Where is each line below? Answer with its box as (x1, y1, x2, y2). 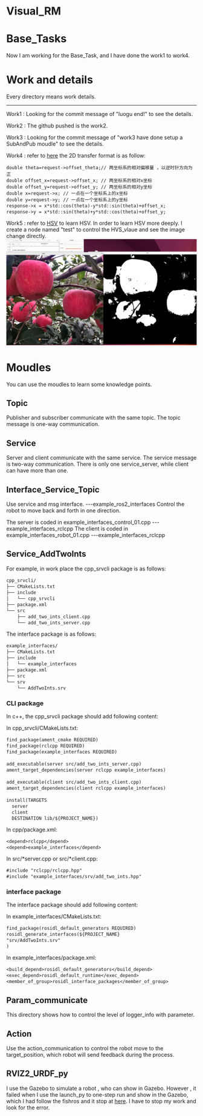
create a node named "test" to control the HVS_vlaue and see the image (6, 226, 185, 233)
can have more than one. (6, 467, 68, 474)
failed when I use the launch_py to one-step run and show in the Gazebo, (6, 1091, 188, 1098)
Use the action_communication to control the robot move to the (6, 1045, 164, 1052)
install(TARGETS (6, 798, 47, 804)
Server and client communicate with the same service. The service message (6, 454, 197, 462)
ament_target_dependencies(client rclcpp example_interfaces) (6, 785, 166, 792)
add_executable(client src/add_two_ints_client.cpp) (6, 779, 142, 785)
